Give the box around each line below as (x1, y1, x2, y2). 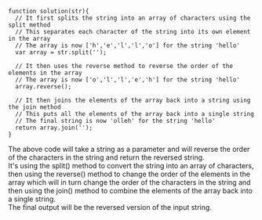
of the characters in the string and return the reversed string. (8, 153, 206, 162)
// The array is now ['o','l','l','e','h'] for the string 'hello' (15, 76, 241, 84)
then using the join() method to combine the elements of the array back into (8, 186, 253, 195)
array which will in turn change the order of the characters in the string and (8, 178, 251, 187)
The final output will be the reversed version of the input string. (8, 203, 212, 211)
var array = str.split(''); (15, 49, 107, 56)
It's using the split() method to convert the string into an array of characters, (8, 161, 254, 170)
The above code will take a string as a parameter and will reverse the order (8, 145, 250, 153)
